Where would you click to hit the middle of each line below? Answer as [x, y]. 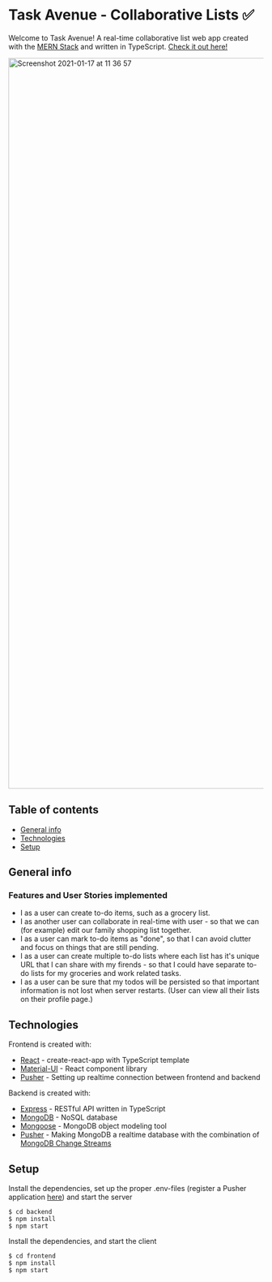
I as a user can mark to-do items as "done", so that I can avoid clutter [136, 939]
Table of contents [53, 810]
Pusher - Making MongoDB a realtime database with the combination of [140, 1135]
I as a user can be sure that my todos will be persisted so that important [140, 982]
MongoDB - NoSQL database [69, 1117]
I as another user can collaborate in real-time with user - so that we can [139, 922]
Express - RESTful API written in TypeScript [93, 1109]
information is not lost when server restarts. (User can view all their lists [140, 991]
